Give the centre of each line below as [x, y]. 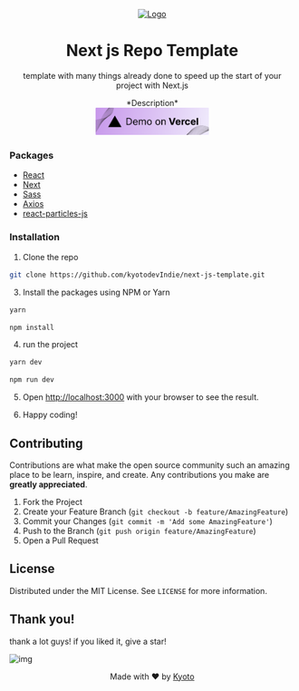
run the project [50, 345]
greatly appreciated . [48, 484]
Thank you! [42, 620]
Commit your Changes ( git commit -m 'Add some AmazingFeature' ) [148, 521]
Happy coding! [50, 415]
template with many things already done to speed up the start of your [152, 75]
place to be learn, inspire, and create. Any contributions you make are [140, 474]
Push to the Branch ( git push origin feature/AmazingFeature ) [139, 530]
